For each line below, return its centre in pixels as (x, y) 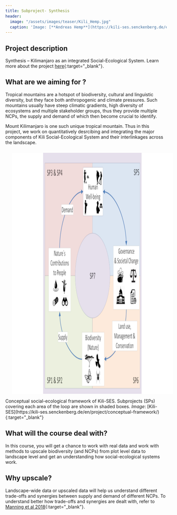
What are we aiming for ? (46, 82)
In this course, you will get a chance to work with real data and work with (82, 445)
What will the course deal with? (56, 433)
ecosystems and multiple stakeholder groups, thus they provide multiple (81, 110)
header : (14, 16)
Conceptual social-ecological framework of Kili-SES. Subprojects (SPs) (80, 401)
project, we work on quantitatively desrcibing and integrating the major (80, 131)
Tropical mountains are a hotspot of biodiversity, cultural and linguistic (79, 94)
